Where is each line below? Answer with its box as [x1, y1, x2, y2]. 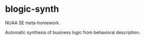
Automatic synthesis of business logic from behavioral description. [5, 29, 141, 35]
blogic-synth [5, 3, 59, 15]
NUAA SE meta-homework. [5, 20, 60, 26]
